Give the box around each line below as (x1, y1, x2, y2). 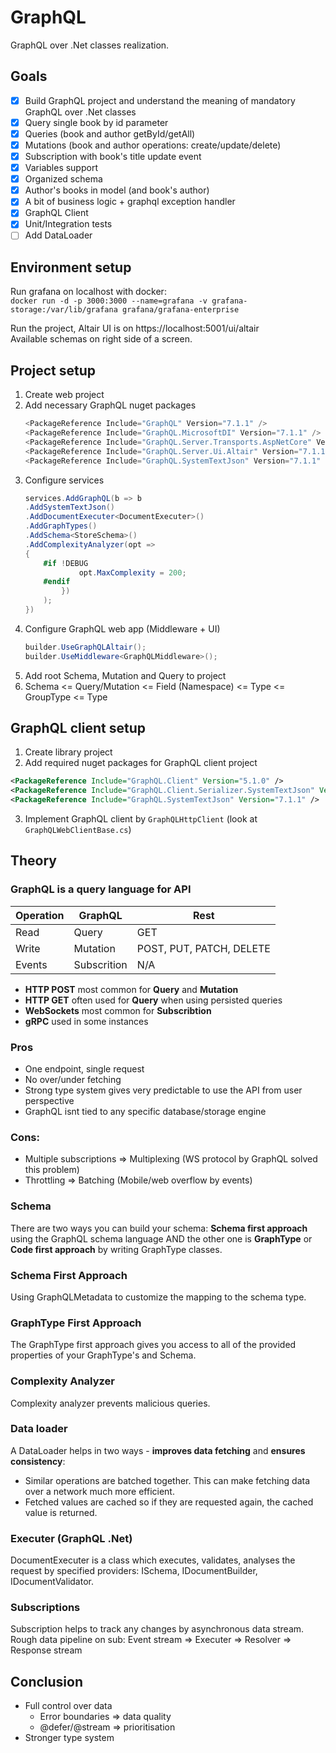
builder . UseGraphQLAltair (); (24, 642, 147, 652)
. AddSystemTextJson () (24, 502, 115, 513)
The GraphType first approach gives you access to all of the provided (10, 1339, 297, 1351)
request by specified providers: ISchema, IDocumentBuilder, (10, 1565, 258, 1577)
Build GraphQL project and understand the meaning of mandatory (24, 94, 296, 106)
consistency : (10, 1455, 66, 1467)
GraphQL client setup (10, 720, 146, 737)
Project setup (10, 362, 97, 379)
